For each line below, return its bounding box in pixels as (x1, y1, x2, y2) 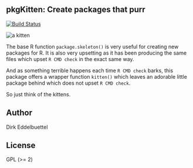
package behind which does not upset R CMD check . (6, 79, 131, 86)
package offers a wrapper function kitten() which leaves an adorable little (6, 73, 188, 80)
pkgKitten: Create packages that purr (6, 5, 145, 15)
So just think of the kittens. (6, 90, 71, 98)
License (6, 140, 36, 150)
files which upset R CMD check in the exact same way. (6, 55, 134, 62)
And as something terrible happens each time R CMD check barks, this (6, 67, 174, 74)
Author (6, 108, 32, 118)
